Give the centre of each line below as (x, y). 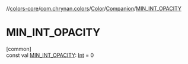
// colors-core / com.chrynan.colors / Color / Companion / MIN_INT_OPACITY (94, 9)
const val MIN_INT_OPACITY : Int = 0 (50, 55)
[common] (19, 49)
